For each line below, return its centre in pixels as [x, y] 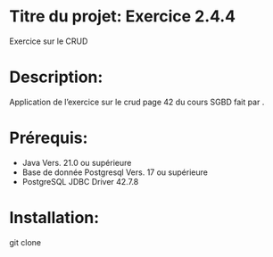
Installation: [54, 218]
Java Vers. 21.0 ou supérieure [77, 162]
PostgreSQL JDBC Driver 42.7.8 [80, 181]
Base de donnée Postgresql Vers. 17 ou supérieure [115, 172]
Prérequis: [49, 138]
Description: [56, 77]
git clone [25, 242]
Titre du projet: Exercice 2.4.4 [123, 17]
